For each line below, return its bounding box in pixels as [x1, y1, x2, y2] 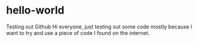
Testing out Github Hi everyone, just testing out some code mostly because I [6, 23, 193, 30]
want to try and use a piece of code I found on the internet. [6, 29, 150, 36]
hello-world [6, 4, 65, 17]
